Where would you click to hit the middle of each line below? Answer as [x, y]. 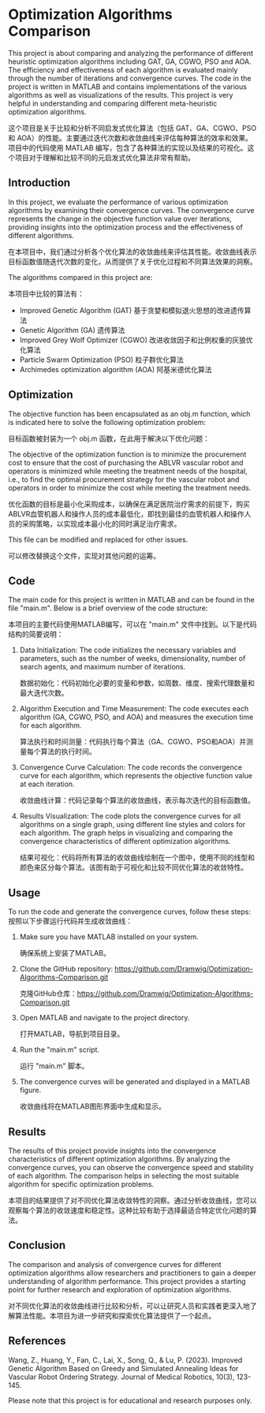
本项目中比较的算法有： [46, 293]
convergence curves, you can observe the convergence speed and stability [131, 1167]
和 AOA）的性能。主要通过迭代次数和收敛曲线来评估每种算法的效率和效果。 [131, 138]
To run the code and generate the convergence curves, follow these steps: [129, 912]
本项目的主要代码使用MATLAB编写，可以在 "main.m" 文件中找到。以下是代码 [132, 624]
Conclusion [37, 1245]
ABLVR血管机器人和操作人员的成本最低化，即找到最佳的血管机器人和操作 [126, 513]
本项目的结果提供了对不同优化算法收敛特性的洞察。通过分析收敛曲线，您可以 [132, 1200]
